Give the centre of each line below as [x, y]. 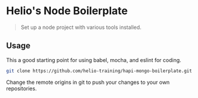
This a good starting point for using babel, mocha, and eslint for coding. [94, 60]
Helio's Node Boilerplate [67, 11]
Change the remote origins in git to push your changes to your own [88, 82]
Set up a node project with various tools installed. [81, 27]
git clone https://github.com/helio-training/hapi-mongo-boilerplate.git [99, 71]
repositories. [22, 88]
